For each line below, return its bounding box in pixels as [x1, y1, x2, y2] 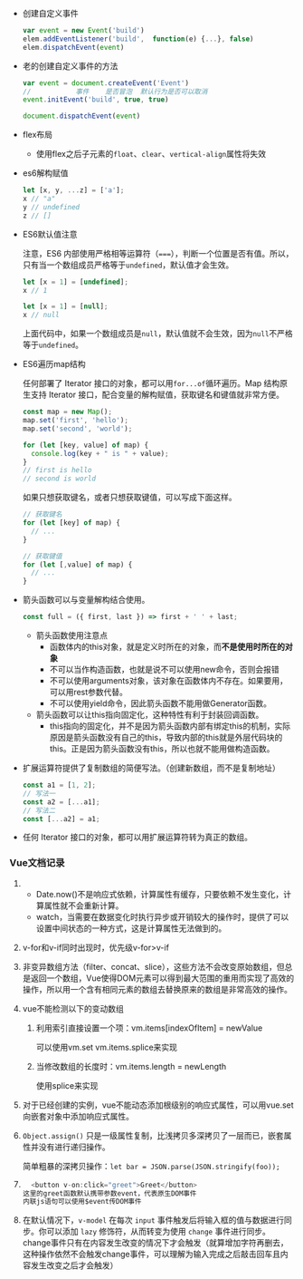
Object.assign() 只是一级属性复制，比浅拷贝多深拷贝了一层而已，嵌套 [22, 1129, 285, 1140]
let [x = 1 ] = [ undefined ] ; [22, 277, 129, 286]
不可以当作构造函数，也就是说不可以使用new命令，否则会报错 [49, 664, 280, 674]
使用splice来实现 [35, 1080, 99, 1090]
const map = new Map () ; [22, 407, 113, 417]
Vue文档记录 [9, 857, 65, 869]
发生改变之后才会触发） [30, 1260, 118, 1271]
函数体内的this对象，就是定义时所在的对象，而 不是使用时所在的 [49, 642, 286, 652]
